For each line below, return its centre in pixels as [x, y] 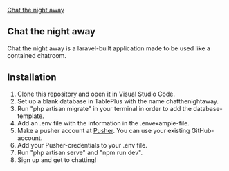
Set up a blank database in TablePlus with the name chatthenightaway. [118, 101]
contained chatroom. [37, 55]
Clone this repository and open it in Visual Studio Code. [96, 94]
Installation [32, 78]
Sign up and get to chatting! [57, 160]
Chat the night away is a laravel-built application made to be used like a [109, 48]
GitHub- [203, 130]
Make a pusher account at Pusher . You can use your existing [103, 130]
